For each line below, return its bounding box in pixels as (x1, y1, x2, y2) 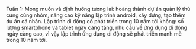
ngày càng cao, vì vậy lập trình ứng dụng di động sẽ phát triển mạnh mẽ (6, 30, 182, 37)
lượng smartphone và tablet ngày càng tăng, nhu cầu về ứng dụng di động (6, 24, 188, 31)
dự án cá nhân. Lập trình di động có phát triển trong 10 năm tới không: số (6, 18, 184, 24)
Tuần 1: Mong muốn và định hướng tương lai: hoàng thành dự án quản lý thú (6, 6, 191, 12)
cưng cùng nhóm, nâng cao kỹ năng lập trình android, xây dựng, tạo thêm (6, 12, 186, 19)
